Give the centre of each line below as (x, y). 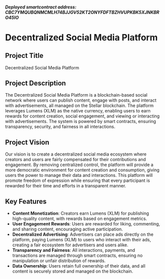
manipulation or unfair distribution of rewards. (59, 261)
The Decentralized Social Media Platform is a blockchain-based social (76, 95)
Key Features (26, 201)
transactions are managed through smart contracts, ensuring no (77, 256)
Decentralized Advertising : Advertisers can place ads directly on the (83, 234)
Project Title (24, 56)
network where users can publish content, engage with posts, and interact (81, 100)
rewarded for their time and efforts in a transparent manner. (66, 186)
